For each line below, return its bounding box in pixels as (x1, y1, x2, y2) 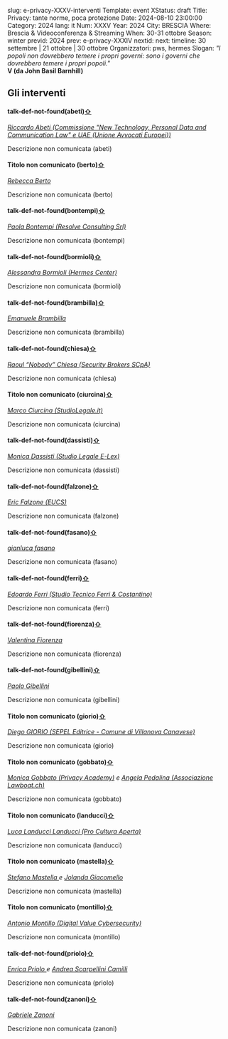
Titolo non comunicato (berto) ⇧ (7, 160, 105, 169)
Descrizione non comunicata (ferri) (7, 603, 110, 612)
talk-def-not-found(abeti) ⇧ (7, 107, 92, 115)
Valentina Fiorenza (7, 635, 63, 644)
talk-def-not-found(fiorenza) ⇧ (7, 620, 102, 629)
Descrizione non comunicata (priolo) (7, 978, 114, 987)
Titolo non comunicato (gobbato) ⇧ (7, 758, 114, 766)
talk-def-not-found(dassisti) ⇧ (7, 436, 100, 444)
